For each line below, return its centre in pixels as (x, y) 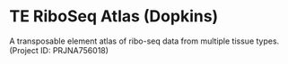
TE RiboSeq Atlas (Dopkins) (114, 16)
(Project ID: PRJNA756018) (59, 50)
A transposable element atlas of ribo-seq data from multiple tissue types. (144, 41)
